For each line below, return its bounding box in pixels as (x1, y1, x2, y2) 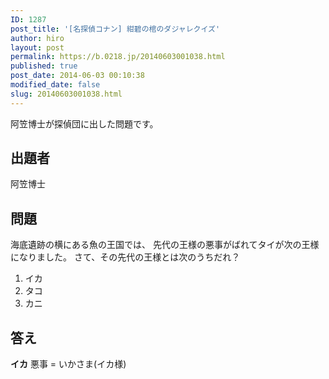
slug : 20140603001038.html (10, 89, 123, 99)
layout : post (10, 42, 65, 53)
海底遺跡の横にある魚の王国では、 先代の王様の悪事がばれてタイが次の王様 (10, 239, 320, 251)
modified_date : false (10, 80, 101, 90)
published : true (10, 61, 78, 71)
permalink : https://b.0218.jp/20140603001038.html (10, 52, 226, 62)
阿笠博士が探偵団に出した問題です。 (10, 117, 159, 130)
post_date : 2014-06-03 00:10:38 (10, 71, 145, 81)
